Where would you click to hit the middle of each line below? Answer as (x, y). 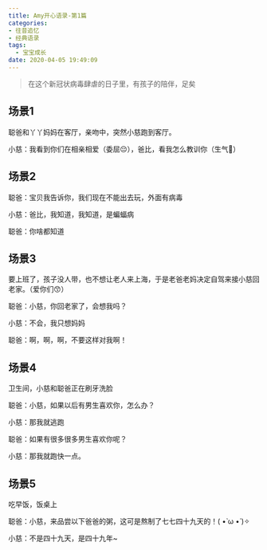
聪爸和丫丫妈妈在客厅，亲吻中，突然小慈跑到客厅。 (92, 132)
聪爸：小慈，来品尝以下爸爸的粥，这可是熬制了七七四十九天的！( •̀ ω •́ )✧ (129, 521)
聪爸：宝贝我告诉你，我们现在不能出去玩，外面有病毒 (96, 197)
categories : (28, 23)
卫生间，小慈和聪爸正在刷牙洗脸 (61, 388)
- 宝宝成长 (31, 53)
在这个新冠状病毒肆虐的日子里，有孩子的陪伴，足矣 (112, 84)
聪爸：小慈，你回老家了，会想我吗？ (68, 306)
